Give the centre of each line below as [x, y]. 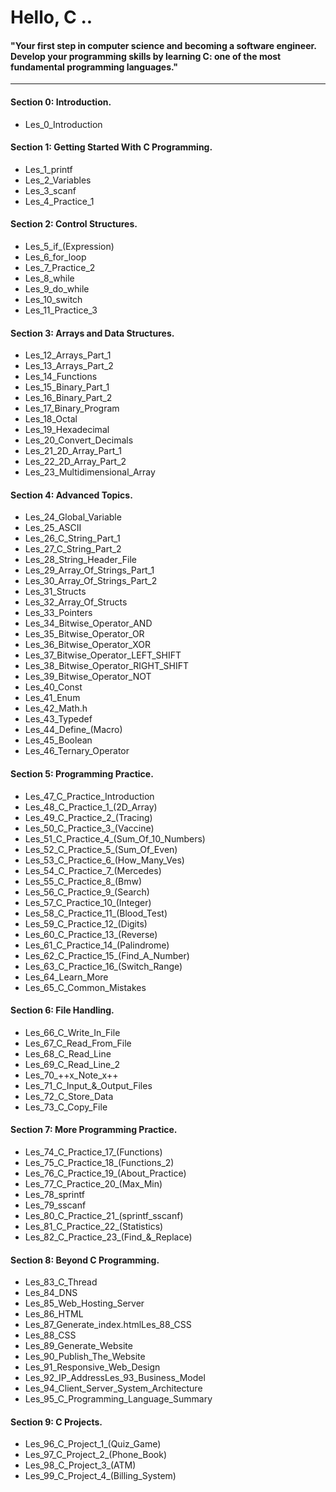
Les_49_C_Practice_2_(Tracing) [88, 817]
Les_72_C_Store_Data [69, 1096]
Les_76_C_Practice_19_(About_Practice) [105, 1173]
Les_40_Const [53, 687]
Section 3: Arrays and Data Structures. [92, 333]
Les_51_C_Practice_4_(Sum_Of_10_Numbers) [115, 838]
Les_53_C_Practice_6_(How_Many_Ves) [104, 860]
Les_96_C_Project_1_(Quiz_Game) [93, 1444]
